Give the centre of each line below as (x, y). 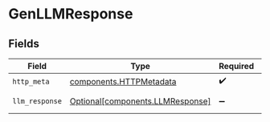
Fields (24, 44)
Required (236, 66)
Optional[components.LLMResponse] (140, 101)
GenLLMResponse (71, 14)
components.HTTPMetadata (123, 81)
